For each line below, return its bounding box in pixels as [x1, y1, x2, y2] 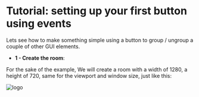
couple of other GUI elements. [6, 43, 80, 50]
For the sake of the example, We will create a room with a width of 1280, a [6, 65, 188, 73]
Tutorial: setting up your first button [6, 4, 188, 18]
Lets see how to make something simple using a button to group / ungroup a [6, 36, 194, 43]
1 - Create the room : [14, 54, 65, 61]
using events [6, 17, 71, 30]
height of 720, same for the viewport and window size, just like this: [6, 72, 172, 79]
